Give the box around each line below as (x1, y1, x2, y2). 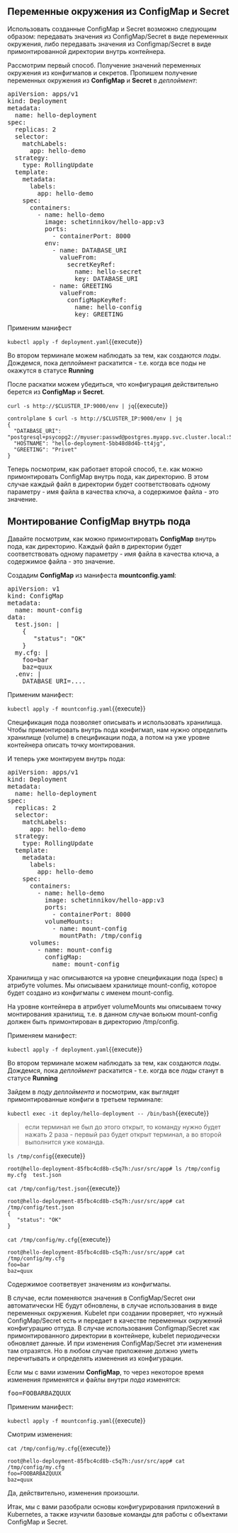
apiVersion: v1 (7, 584, 60, 593)
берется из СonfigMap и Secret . (7, 387, 105, 396)
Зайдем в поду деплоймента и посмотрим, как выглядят (7, 1087, 180, 1096)
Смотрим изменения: (7, 1430, 73, 1438)
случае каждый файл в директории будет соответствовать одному (7, 480, 211, 488)
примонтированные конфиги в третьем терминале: (7, 1094, 163, 1104)
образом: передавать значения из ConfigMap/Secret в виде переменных (7, 32, 228, 41)
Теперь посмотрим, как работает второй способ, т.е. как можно (7, 465, 203, 473)
